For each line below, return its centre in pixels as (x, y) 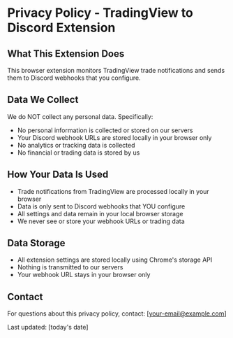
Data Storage (36, 243)
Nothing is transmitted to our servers (70, 267)
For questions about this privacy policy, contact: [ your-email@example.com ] (117, 314)
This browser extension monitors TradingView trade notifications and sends (116, 70)
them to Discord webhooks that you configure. (74, 78)
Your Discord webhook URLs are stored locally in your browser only (114, 137)
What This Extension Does (66, 54)
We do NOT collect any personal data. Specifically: (80, 116)
